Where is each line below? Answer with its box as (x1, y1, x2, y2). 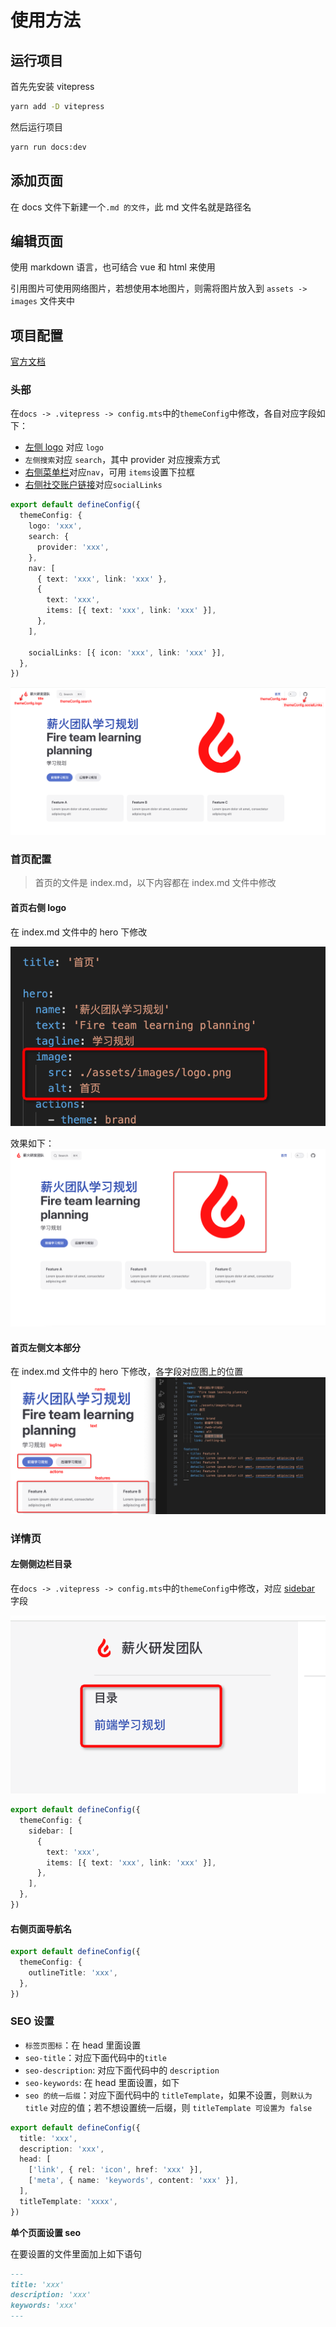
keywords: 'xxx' (10, 2301, 78, 2311)
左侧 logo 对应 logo (24, 441, 105, 453)
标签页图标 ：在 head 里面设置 (24, 2039, 142, 2051)
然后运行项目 (10, 121, 63, 133)
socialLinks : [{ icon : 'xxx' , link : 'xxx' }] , (28, 647, 226, 658)
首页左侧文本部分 (10, 1341, 81, 1353)
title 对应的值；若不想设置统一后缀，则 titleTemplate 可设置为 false (24, 2101, 313, 2113)
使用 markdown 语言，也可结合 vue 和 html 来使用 (10, 261, 216, 273)
